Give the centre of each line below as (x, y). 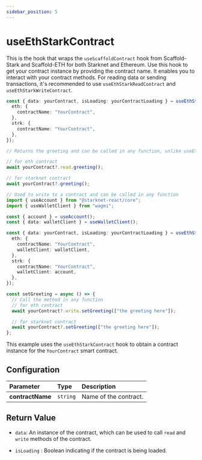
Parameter (25, 386)
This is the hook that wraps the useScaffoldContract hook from (84, 58)
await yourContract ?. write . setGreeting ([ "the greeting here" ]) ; (94, 311)
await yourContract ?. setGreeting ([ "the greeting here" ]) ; (86, 327)
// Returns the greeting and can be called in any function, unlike (94, 151)
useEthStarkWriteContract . (39, 90)
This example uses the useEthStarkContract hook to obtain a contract (92, 344)
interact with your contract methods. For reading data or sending (86, 77)
